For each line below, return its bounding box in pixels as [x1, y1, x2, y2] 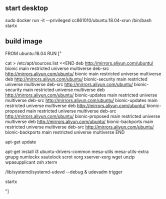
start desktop [5, 4, 48, 12]
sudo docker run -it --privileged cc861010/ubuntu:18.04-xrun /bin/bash [5, 17, 152, 23]
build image [5, 37, 42, 45]
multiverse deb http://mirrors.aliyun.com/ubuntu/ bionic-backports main [5, 118, 153, 124]
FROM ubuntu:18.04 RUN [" [5, 50, 61, 56]
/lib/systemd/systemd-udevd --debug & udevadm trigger [5, 168, 123, 174]
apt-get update [5, 138, 36, 144]
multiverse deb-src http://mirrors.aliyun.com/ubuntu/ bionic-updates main [5, 97, 158, 103]
